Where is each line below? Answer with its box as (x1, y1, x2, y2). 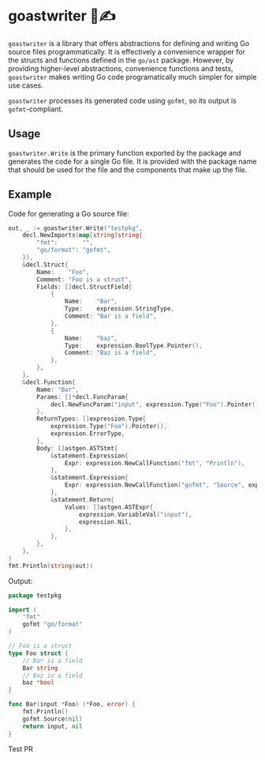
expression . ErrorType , (50, 430, 125, 438)
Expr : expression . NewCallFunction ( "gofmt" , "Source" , (64, 481, 245, 489)
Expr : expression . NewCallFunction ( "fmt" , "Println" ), (64, 459, 245, 467)
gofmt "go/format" (22, 620, 83, 629)
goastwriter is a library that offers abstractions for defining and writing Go (8, 38, 250, 48)
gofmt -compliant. (8, 104, 63, 114)
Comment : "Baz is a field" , (64, 349, 157, 357)
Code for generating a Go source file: (8, 209, 129, 218)
